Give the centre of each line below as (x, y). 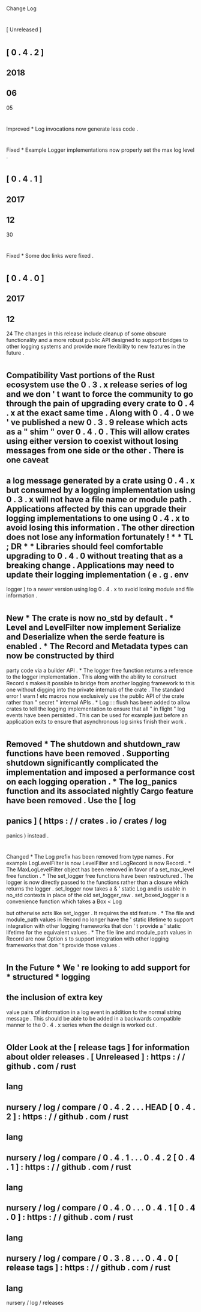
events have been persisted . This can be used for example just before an (97, 715)
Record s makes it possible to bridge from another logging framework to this (100, 683)
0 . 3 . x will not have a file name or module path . (99, 499)
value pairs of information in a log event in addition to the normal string (94, 1012)
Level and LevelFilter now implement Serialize (94, 628)
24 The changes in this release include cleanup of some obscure (86, 334)
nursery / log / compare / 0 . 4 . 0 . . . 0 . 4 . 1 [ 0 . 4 (101, 1208)
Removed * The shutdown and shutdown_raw (93, 744)
